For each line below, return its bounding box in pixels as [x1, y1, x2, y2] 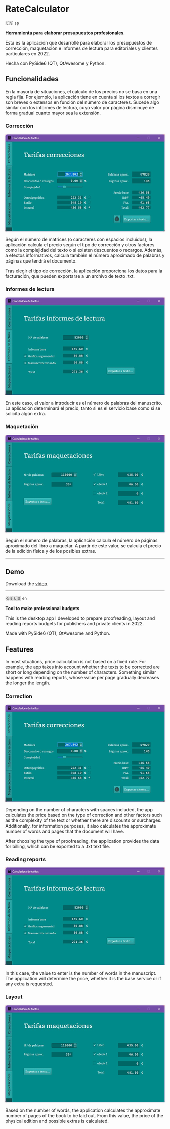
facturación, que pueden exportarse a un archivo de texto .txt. [5, 273, 135, 279]
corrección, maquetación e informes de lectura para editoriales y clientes [5, 45, 158, 51]
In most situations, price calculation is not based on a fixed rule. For [5, 659, 146, 665]
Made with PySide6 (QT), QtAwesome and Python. [5, 630, 110, 636]
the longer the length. [5, 680, 51, 686]
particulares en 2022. [5, 50, 50, 56]
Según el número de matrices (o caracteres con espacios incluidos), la [5, 236, 153, 243]
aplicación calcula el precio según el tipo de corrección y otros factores [5, 242, 155, 248]
